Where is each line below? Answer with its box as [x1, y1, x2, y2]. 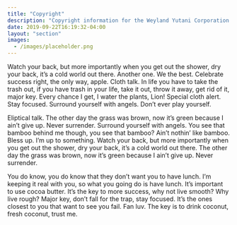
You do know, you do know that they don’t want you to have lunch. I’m [7, 172, 212, 181]
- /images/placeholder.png [13, 43, 93, 50]
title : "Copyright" [7, 10, 65, 18]
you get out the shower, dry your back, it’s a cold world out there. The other [7, 144, 228, 152]
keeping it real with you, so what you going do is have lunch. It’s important [7, 180, 224, 188]
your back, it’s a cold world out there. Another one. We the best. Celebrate [7, 70, 224, 78]
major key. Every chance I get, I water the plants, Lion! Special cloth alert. [7, 92, 221, 101]
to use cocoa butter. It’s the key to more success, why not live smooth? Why [7, 188, 229, 195]
